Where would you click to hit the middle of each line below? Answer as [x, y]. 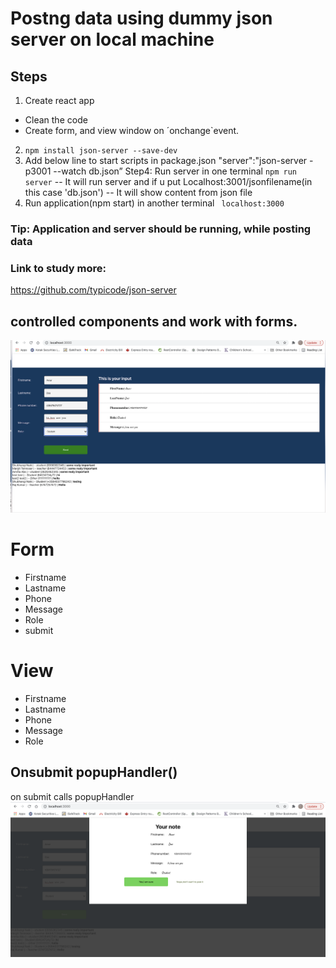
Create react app [59, 100]
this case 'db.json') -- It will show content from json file [138, 192]
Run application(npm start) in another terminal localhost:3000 [154, 203]
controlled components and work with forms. [154, 321]
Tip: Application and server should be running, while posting [161, 229]
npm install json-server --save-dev [101, 151]
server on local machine [112, 39]
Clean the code [56, 120]
